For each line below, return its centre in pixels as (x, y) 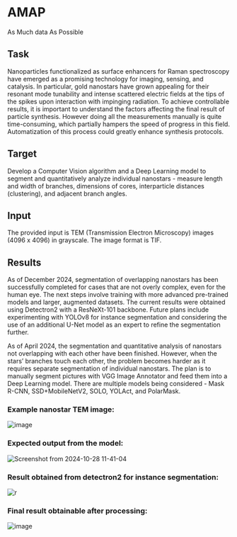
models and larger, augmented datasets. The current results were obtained (116, 303)
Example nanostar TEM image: (61, 409)
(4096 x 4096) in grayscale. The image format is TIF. (85, 240)
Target (22, 154)
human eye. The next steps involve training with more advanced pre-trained (118, 295)
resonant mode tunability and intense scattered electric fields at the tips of (116, 94)
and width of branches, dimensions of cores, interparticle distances (106, 186)
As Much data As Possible (45, 32)
